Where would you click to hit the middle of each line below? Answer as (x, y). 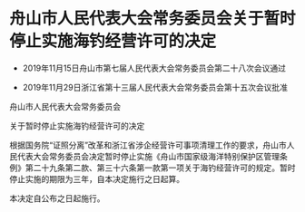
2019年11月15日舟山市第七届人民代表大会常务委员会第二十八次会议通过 (154, 68)
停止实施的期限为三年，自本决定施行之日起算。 (97, 178)
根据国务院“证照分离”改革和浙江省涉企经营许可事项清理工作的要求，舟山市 (148, 145)
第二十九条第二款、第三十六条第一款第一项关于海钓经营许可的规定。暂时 (160, 168)
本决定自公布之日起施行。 (57, 198)
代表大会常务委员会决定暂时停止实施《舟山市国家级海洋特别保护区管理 (148, 156)
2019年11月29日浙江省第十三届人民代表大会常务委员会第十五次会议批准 (155, 87)
